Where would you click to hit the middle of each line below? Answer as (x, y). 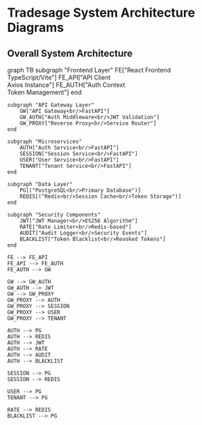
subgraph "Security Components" (54, 215)
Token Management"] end (44, 92)
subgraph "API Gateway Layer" (51, 105)
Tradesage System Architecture (101, 13)
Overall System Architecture (70, 53)
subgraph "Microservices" (44, 141)
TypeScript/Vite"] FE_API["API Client (59, 77)
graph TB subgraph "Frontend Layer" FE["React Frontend (89, 70)
